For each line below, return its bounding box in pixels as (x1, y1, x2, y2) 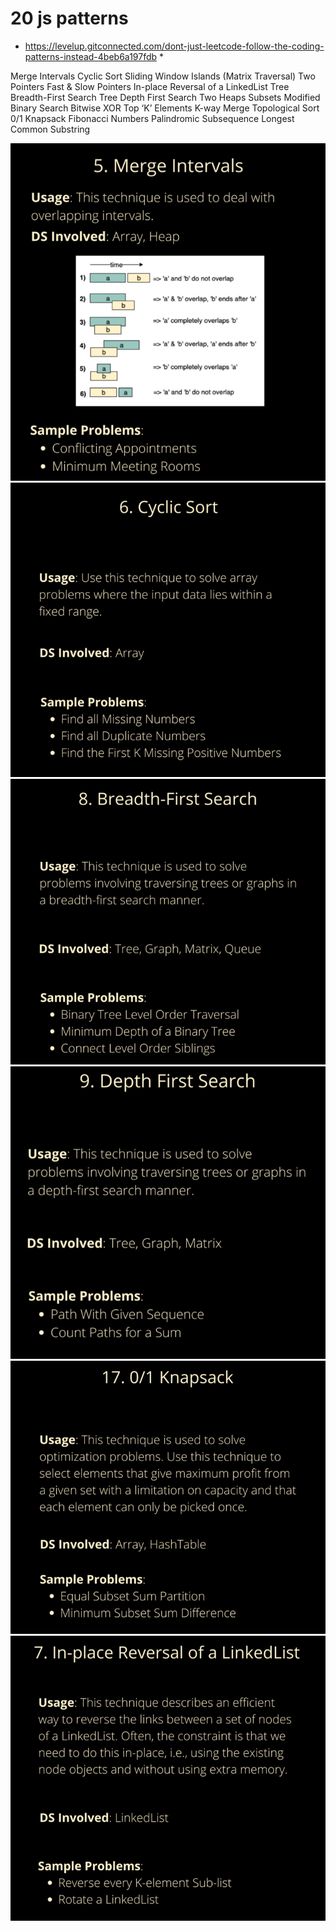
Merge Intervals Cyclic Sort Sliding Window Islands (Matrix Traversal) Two (10, 70, 316, 82)
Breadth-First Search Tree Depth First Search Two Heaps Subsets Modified (10, 91, 321, 103)
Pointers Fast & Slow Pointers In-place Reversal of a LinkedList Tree (10, 80, 290, 92)
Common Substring (10, 123, 91, 135)
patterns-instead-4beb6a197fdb (24, 50, 158, 62)
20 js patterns (10, 7, 129, 30)
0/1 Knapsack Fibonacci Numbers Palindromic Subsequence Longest (10, 112, 295, 124)
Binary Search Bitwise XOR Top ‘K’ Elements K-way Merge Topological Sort (10, 102, 320, 114)
